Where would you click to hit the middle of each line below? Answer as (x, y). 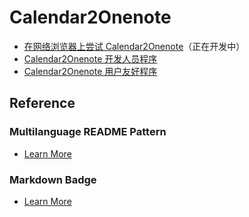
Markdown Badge (53, 179)
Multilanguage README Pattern (88, 132)
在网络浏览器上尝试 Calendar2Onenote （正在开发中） (134, 46)
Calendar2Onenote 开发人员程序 (90, 58)
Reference (42, 103)
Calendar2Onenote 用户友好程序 (90, 71)
